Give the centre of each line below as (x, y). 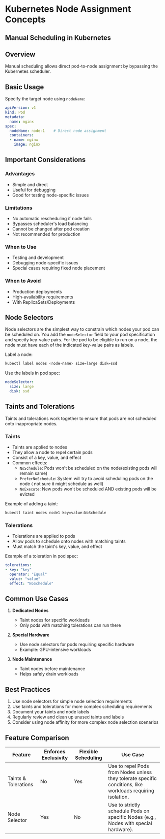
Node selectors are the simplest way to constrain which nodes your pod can (82, 329)
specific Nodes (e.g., (132, 817)
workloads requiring (131, 791)
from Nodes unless (130, 773)
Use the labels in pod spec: (33, 373)
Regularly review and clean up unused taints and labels (68, 717)
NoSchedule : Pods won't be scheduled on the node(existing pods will (88, 468)
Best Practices (28, 690)
